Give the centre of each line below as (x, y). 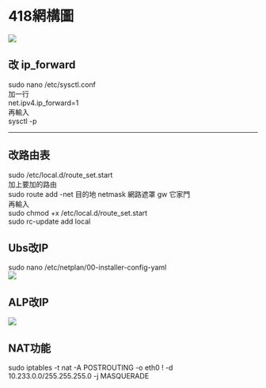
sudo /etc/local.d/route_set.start (61, 175)
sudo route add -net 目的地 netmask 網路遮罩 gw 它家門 (99, 194)
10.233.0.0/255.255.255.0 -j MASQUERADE (79, 376)
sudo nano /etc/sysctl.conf (52, 85)
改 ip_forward (42, 65)
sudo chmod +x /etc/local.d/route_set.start (78, 213)
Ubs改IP (28, 248)
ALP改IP (28, 302)
